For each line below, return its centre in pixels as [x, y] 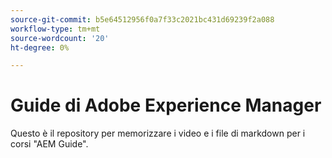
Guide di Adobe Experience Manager [166, 105]
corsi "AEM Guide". [49, 144]
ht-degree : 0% [40, 47]
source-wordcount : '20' [60, 38]
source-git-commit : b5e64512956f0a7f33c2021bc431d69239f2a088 [142, 19]
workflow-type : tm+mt [55, 29]
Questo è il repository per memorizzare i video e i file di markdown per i [158, 133]
